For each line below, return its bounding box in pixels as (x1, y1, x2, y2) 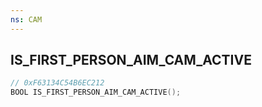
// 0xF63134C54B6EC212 (10, 78, 105, 88)
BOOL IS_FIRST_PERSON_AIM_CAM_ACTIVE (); (10, 87, 182, 98)
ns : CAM (10, 14, 43, 25)
